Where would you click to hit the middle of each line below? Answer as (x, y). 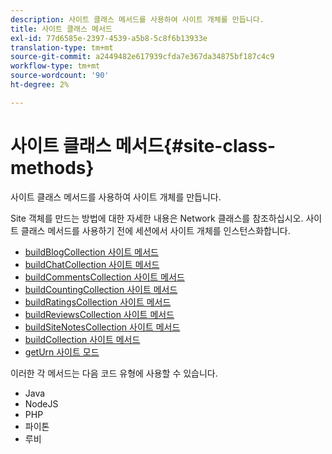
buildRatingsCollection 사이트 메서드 (98, 302)
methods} (52, 167)
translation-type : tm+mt (62, 47)
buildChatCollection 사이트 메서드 (92, 264)
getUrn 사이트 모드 (62, 352)
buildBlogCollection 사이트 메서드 (91, 252)
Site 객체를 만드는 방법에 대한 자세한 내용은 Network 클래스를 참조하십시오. (157, 218)
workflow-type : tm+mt (55, 66)
